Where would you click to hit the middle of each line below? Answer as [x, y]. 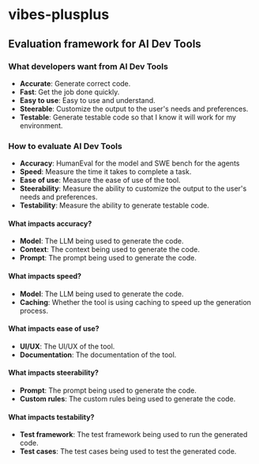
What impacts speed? [45, 276]
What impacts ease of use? [54, 329]
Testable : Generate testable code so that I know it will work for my [128, 117]
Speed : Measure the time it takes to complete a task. [105, 172]
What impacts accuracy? [50, 223]
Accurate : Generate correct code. [75, 83]
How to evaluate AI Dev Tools [65, 146]
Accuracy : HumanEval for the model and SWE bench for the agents [129, 163]
